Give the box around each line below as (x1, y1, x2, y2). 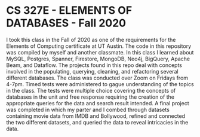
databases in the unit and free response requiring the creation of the (6, 93, 175, 101)
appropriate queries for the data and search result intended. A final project (6, 99, 189, 106)
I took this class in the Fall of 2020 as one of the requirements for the (6, 36, 176, 43)
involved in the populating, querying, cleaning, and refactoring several (6, 68, 179, 75)
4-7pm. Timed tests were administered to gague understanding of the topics (6, 80, 194, 87)
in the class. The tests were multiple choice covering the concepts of (6, 87, 176, 94)
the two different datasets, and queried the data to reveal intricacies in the (6, 118, 189, 126)
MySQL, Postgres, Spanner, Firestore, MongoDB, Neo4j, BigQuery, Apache (6, 55, 190, 62)
